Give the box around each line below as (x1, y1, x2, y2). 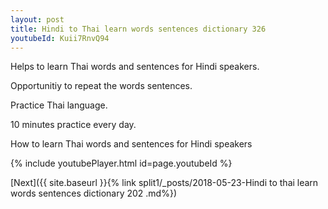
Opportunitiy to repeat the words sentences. (10, 80, 193, 92)
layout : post (10, 14, 65, 25)
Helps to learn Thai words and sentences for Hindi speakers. (10, 61, 260, 73)
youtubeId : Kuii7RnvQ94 (10, 33, 110, 43)
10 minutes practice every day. (10, 119, 137, 131)
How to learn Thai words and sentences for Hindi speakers (10, 138, 253, 150)
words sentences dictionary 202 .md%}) (10, 187, 178, 200)
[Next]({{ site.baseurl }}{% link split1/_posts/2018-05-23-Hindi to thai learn (10, 177, 319, 189)
